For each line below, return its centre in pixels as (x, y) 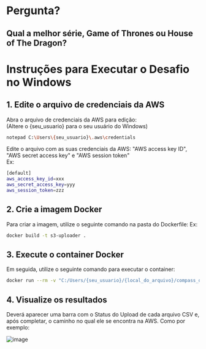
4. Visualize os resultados (57, 300)
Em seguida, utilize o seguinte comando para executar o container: (91, 269)
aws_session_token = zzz (35, 191)
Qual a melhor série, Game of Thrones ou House (100, 33)
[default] (19, 173)
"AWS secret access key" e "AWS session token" (68, 155)
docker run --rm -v (31, 281)
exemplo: (18, 328)
